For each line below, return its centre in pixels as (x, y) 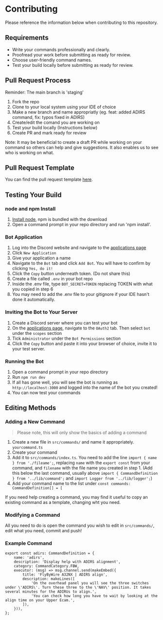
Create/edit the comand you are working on (56, 122)
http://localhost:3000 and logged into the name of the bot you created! (85, 387)
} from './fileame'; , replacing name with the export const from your (81, 463)
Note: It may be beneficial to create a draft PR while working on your (73, 142)
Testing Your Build (33, 195)
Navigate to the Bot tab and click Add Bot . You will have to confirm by (81, 263)
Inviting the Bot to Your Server (41, 312)
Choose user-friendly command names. (52, 60)
